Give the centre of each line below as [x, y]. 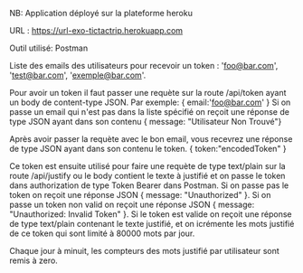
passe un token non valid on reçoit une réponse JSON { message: [132, 204]
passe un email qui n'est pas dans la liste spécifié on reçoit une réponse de [149, 112]
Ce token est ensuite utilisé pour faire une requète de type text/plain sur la [148, 166]
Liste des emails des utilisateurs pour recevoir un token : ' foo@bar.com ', [144, 66]
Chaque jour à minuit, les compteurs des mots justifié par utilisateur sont [145, 251]
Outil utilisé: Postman [49, 48]
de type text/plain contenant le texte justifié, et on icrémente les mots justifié [152, 224]
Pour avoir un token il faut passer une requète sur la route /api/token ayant [148, 93]
